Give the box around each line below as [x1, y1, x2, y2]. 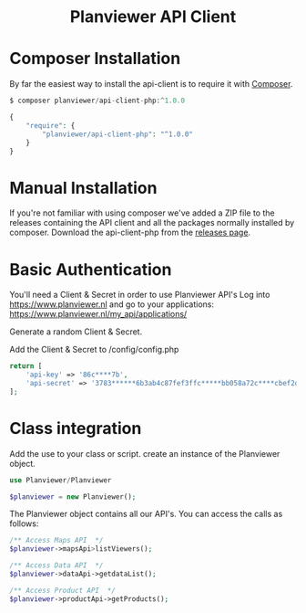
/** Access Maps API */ [9, 536, 104, 545]
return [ [9, 362, 43, 371]
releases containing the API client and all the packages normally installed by [9, 217, 295, 228]
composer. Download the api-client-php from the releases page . [9, 227, 251, 238]
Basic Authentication [9, 259, 172, 280]
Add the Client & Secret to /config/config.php [9, 344, 179, 355]
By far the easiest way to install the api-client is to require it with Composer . [9, 79, 293, 90]
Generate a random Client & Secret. [9, 326, 143, 337]
